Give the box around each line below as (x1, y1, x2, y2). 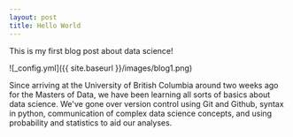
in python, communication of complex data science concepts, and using (9, 108, 273, 118)
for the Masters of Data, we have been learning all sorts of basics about (9, 89, 271, 100)
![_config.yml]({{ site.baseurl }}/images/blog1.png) (9, 63, 193, 73)
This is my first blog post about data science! (9, 45, 174, 56)
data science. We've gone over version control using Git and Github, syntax (9, 98, 285, 109)
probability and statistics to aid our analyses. (9, 117, 173, 128)
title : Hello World (9, 21, 81, 30)
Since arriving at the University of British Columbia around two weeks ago (9, 80, 279, 90)
